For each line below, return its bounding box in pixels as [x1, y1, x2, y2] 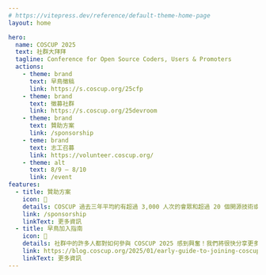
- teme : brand [22, 136, 69, 144]
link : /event [28, 174, 73, 181]
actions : [15, 63, 44, 71]
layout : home [8, 19, 51, 27]
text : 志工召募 [28, 143, 75, 151]
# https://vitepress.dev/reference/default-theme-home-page [8, 11, 211, 20]
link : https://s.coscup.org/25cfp [28, 85, 144, 93]
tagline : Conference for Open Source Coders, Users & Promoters [15, 55, 232, 63]
